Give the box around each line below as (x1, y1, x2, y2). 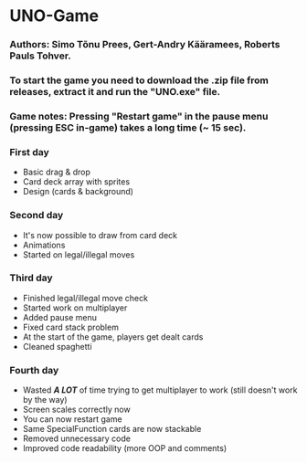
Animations (22, 239, 66, 250)
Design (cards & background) (22, 186, 134, 197)
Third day (9, 271, 53, 284)
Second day (9, 209, 64, 222)
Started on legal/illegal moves (22, 248, 135, 260)
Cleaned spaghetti (22, 341, 93, 352)
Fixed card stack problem (22, 321, 119, 332)
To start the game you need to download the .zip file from (9, 74, 270, 87)
